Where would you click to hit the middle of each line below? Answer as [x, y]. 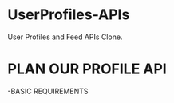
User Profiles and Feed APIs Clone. [65, 37]
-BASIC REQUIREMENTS [48, 91]
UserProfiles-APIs [69, 15]
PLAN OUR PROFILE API [87, 69]
